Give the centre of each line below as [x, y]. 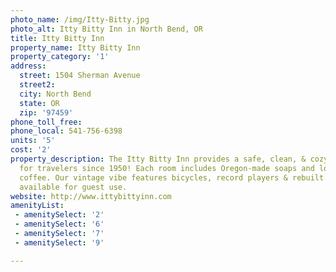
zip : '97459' [46, 112]
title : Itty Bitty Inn [57, 38]
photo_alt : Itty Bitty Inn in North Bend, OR [106, 29]
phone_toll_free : [46, 122]
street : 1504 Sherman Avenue [80, 76]
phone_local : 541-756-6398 [66, 131]
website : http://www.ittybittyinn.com [91, 196]
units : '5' [33, 141]
